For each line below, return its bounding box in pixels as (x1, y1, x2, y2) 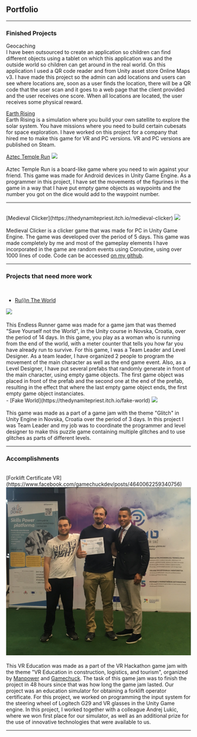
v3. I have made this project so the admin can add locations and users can (6, 73, 186, 81)
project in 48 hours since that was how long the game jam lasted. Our (6, 681, 174, 688)
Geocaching (6, 42, 36, 49)
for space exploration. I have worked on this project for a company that (6, 129, 178, 136)
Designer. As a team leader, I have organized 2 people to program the (6, 352, 174, 360)
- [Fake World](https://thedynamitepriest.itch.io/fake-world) (6, 397, 151, 404)
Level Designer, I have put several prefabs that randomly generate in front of (6, 365, 191, 372)
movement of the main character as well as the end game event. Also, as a (6, 359, 186, 366)
